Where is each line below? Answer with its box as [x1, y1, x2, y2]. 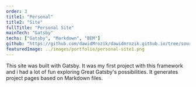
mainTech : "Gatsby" [6, 30, 54, 36]
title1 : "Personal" [6, 14, 54, 20]
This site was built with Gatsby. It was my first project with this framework [6, 62, 183, 69]
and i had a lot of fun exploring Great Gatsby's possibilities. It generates [6, 68, 178, 75]
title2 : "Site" [6, 19, 43, 25]
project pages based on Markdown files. [6, 74, 103, 81]
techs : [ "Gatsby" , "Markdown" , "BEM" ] [6, 35, 100, 41]
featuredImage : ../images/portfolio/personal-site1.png [6, 46, 145, 52]
